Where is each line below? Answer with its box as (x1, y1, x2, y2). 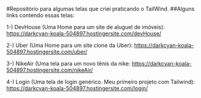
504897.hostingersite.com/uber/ (6, 48, 87, 55)
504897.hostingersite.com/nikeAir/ (6, 66, 93, 74)
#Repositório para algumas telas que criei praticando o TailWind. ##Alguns (6, 5, 195, 12)
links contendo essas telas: (6, 12, 75, 19)
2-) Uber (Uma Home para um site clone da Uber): (6, 42, 133, 49)
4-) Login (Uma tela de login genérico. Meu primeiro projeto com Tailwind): (6, 79, 196, 85)
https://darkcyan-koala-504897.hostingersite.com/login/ (6, 85, 148, 92)
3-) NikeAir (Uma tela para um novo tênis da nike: (6, 60, 131, 67)
